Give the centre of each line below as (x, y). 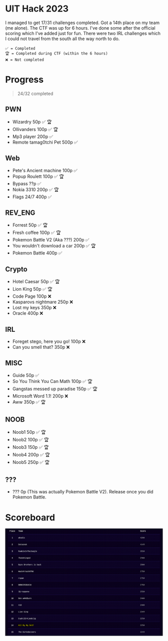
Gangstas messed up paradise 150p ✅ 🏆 (55, 389)
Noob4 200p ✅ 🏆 (31, 454)
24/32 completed (35, 93)
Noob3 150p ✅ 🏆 (30, 447)
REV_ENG (20, 213)
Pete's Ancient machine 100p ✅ (45, 170)
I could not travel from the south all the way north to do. (62, 39)
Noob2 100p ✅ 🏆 (30, 439)
